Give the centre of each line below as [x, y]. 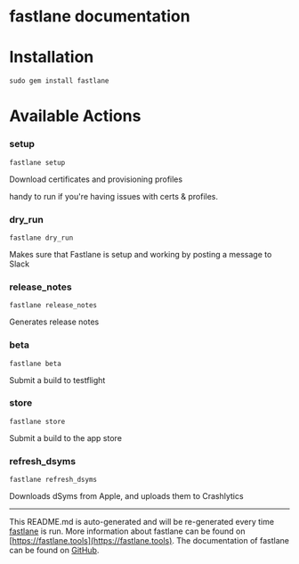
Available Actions [75, 116]
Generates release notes [54, 322]
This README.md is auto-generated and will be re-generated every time [141, 522]
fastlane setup [37, 162]
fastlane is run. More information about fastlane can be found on [127, 531]
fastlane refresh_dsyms [53, 480]
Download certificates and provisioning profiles [96, 179]
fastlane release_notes [53, 306]
